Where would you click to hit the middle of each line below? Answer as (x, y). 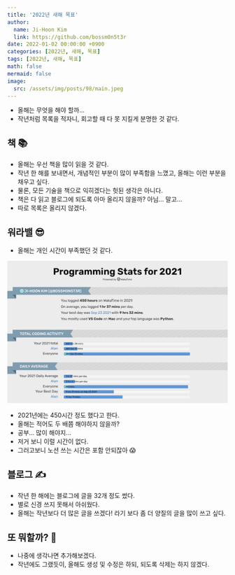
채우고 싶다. (34, 182)
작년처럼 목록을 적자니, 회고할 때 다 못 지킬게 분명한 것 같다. (98, 119)
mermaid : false (29, 73)
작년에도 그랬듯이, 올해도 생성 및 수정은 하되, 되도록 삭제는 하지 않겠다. (113, 564)
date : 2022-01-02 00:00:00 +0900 (56, 44)
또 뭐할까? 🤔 (32, 538)
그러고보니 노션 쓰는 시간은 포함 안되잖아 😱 (77, 450)
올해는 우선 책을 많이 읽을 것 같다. (63, 164)
